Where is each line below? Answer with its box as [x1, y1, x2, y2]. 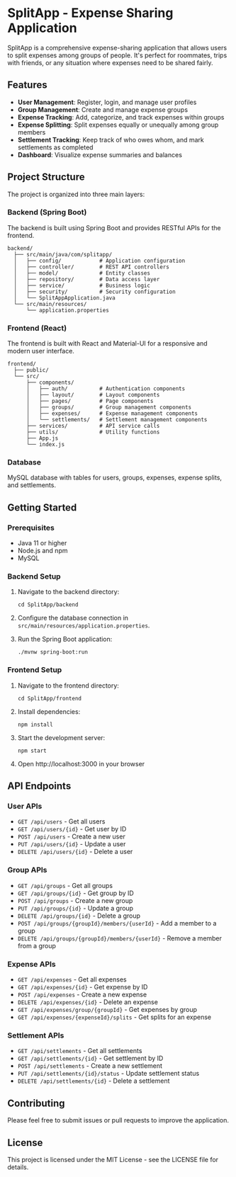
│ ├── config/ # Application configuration [13, 257, 186, 264]
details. [7, 1163, 29, 1171]
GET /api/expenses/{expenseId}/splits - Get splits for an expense [17, 1013, 211, 1021]
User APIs [7, 802, 43, 812]
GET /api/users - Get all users [17, 817, 106, 826]
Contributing [7, 1097, 65, 1109]
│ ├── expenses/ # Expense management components [26, 410, 198, 417]
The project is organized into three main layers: [7, 190, 145, 198]
